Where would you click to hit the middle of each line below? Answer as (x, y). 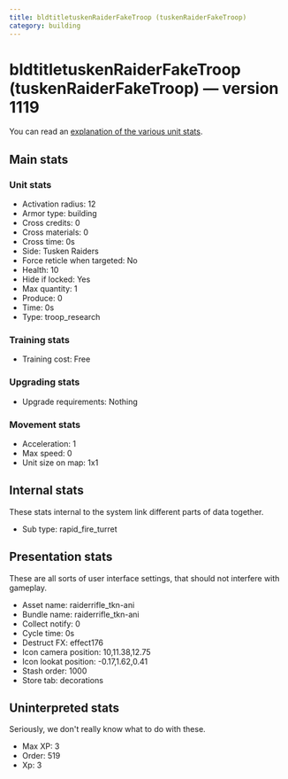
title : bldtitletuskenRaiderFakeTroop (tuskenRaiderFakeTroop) (128, 17)
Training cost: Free (56, 359)
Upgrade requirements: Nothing (80, 401)
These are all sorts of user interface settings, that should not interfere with (144, 578)
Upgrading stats (45, 382)
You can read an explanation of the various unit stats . (106, 132)
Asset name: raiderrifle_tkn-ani (78, 604)
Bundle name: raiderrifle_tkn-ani (80, 614)
